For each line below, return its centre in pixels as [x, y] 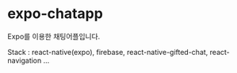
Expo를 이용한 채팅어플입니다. [54, 36]
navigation [25, 60]
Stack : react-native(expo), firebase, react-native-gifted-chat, [108, 52]
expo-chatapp [55, 14]
